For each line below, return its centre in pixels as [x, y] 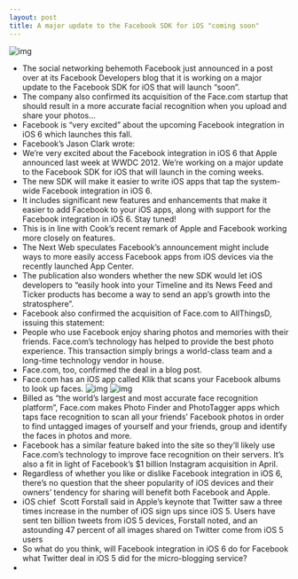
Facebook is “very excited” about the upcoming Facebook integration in [153, 124]
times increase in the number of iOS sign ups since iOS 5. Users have [149, 511]
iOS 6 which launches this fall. [77, 134]
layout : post [33, 17]
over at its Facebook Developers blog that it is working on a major [142, 77]
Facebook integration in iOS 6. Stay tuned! [99, 219]
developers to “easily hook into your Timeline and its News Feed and [147, 285]
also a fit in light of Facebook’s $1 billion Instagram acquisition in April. [150, 464]
